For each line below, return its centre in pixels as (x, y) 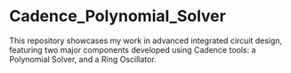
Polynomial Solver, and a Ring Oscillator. (83, 59)
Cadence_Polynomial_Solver (118, 16)
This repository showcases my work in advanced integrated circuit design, (146, 40)
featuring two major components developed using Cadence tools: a (133, 49)
